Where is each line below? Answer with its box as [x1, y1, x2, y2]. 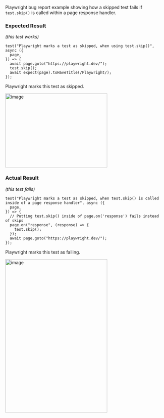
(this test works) [5, 34, 39, 40]
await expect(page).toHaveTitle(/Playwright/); [10, 70, 112, 75]
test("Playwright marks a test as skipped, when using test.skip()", [5, 44, 155, 49]
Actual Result [5, 175, 39, 182]
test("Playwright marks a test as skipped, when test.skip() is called [5, 196, 159, 201]
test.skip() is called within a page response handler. [5, 10, 117, 16]
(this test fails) [5, 186, 35, 192]
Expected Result [5, 22, 46, 29]
